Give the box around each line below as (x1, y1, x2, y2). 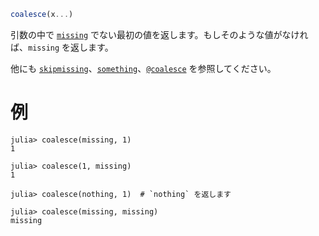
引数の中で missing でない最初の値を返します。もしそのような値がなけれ (10, 28, 309, 40)
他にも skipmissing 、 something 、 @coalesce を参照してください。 (10, 62, 277, 74)
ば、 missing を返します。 (10, 41, 114, 53)
